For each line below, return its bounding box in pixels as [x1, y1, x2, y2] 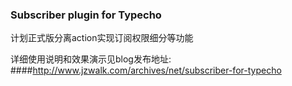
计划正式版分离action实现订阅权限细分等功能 [10, 32, 194, 44]
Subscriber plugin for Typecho [10, 8, 162, 22]
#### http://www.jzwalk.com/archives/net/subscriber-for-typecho [10, 64, 282, 77]
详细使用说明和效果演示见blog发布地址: [10, 53, 172, 65]
